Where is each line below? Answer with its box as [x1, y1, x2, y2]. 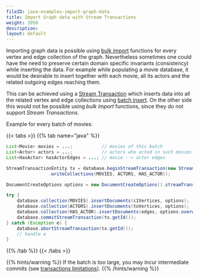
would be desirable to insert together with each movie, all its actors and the [6, 72, 190, 80]
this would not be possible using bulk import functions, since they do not [6, 103, 184, 110]
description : [6, 25, 38, 31]
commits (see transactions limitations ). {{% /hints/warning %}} [6, 265, 159, 272]
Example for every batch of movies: [6, 121, 93, 128]
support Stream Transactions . [6, 109, 79, 116]
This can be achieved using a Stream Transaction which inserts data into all [6, 90, 191, 97]
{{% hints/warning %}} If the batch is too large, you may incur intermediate [6, 259, 189, 266]
